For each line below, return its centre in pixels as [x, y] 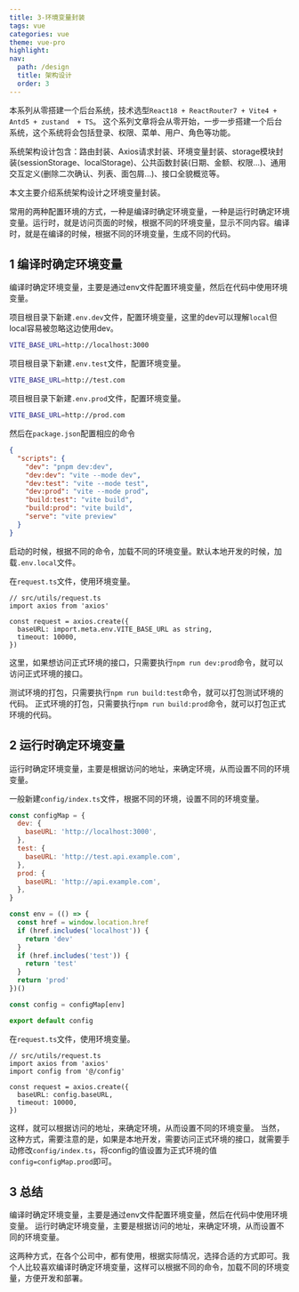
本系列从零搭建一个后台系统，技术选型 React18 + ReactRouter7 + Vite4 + [143, 110]
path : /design [43, 68]
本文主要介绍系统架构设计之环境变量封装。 [87, 192]
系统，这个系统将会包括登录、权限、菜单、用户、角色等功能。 [122, 132]
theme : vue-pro [37, 42]
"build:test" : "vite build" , [79, 500]
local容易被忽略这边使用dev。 [64, 328]
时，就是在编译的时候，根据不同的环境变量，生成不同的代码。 [122, 233]
